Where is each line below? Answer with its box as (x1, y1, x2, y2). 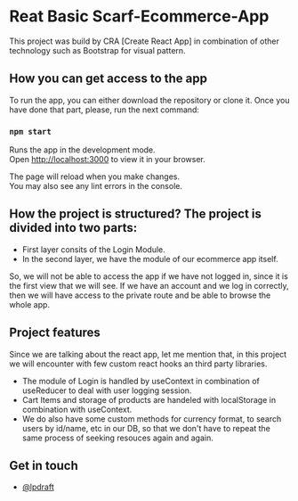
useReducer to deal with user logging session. (21, 385, 192, 396)
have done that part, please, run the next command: (9, 104, 200, 115)
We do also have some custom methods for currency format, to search (21, 413, 282, 424)
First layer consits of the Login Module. (21, 243, 166, 255)
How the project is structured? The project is (9, 207, 262, 222)
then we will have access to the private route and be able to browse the (9, 290, 271, 300)
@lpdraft (21, 481, 55, 492)
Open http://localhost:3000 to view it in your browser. (9, 154, 206, 165)
